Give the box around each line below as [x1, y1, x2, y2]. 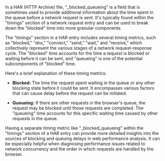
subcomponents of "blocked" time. [5, 61, 76, 66]
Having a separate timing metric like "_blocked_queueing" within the [5, 125, 144, 131]
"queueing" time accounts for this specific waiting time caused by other [12, 110, 159, 116]
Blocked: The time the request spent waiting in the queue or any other [12, 80, 155, 86]
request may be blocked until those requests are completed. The [12, 105, 144, 111]
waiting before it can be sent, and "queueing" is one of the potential [5, 56, 143, 61]
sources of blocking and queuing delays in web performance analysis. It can [5, 135, 160, 141]
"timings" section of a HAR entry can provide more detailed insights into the [5, 130, 159, 136]
